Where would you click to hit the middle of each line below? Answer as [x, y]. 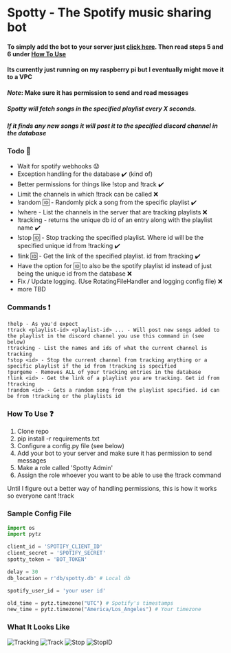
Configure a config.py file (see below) [71, 446]
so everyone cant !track [41, 496]
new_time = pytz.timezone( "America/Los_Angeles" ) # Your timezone [104, 610]
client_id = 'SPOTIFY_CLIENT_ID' [55, 547]
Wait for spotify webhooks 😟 [58, 166]
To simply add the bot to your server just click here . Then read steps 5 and [115, 47]
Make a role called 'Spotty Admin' [65, 468]
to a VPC [20, 77]
